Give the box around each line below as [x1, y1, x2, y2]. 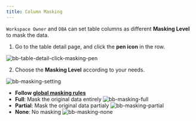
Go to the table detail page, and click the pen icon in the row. [14, 43, 166, 50]
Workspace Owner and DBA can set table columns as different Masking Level [6, 25, 190, 32]
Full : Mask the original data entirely [14, 95, 102, 103]
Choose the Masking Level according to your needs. [14, 66, 145, 73]
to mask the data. [6, 31, 49, 39]
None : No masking [14, 108, 62, 115]
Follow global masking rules [14, 89, 86, 96]
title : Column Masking [6, 8, 63, 15]
